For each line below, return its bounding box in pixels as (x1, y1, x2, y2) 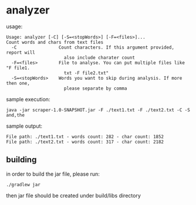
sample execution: (6, 95, 50, 102)
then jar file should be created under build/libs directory (6, 192, 141, 199)
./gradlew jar (6, 182, 41, 187)
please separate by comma (63, 86, 127, 91)
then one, (6, 80, 31, 86)
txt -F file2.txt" (63, 70, 109, 76)
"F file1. (6, 65, 31, 71)
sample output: (6, 122, 43, 129)
